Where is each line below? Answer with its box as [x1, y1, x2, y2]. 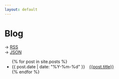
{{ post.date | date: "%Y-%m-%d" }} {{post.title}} [11, 63, 114, 69]
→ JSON [4, 49, 22, 55]
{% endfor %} [11, 69, 40, 75]
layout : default [4, 7, 38, 12]
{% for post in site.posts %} [11, 59, 68, 64]
